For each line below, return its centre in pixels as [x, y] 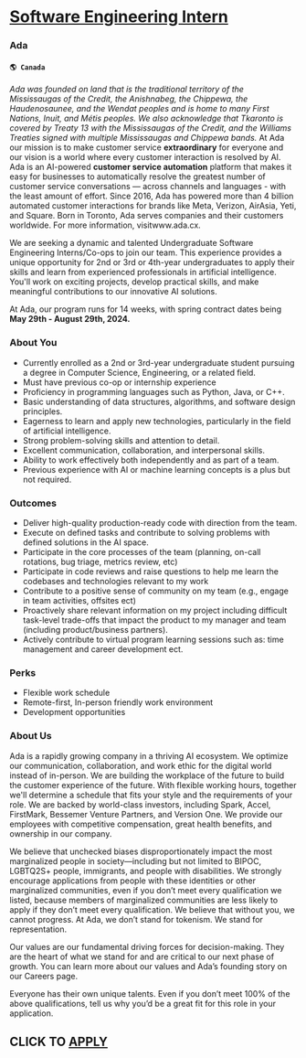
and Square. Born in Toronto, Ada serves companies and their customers [147, 216]
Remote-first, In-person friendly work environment [118, 702]
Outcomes [33, 503]
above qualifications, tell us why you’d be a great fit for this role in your [143, 1003]
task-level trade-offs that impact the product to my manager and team [154, 620]
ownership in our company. [61, 833]
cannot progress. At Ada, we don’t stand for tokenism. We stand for [136, 919]
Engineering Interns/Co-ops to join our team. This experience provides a [146, 252]
